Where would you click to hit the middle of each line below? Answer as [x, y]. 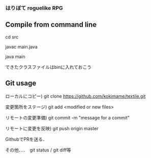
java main [15, 56]
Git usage [21, 83]
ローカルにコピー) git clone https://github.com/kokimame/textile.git [75, 96]
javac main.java [22, 47]
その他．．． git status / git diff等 [38, 150]
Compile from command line [51, 25]
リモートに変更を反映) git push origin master [52, 128]
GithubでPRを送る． [26, 139]
